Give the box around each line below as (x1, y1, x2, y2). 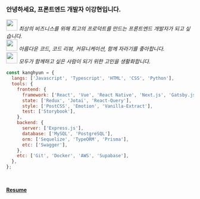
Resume (6, 186, 27, 194)
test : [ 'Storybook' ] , (21, 108, 76, 114)
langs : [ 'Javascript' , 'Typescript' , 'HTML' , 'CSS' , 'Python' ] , (11, 76, 174, 82)
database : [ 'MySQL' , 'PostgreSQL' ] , (21, 130, 113, 136)
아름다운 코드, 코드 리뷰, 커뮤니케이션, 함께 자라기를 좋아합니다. (18, 45, 165, 52)
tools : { (11, 81, 33, 87)
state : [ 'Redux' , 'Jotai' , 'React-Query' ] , (21, 97, 132, 104)
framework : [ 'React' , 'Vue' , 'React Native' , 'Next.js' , (21, 92, 167, 98)
